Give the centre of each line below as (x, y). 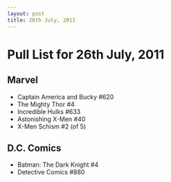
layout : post (26, 14)
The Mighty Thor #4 (46, 104)
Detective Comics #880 (51, 172)
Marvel (23, 80)
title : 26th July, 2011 (42, 20)
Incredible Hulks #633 (49, 111)
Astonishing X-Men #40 (51, 119)
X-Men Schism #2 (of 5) (52, 126)
